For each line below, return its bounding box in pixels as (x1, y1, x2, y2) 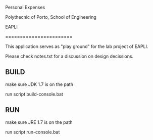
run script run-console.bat (5, 129, 60, 135)
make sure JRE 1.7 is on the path (5, 119, 73, 125)
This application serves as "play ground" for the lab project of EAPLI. (5, 43, 148, 50)
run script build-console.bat (5, 91, 63, 97)
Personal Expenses (5, 5, 45, 10)
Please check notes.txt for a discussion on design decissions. (5, 53, 134, 59)
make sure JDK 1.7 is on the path (5, 81, 73, 87)
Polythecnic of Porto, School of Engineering (5, 14, 97, 20)
